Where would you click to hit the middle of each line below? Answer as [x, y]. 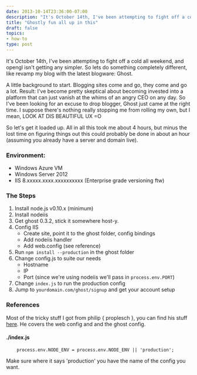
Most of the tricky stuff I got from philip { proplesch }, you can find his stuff [97, 317]
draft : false [22, 28]
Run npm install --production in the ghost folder [74, 252]
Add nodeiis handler [47, 240]
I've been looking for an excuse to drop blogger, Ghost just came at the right [98, 103]
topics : [16, 34]
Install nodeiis [31, 215]
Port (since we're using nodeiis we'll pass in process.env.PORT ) [99, 277]
